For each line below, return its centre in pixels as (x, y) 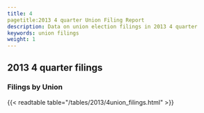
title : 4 (20, 14)
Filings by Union (35, 87)
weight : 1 (22, 40)
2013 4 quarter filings (55, 68)
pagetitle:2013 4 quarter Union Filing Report (76, 20)
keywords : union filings (43, 33)
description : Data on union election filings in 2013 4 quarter (102, 26)
